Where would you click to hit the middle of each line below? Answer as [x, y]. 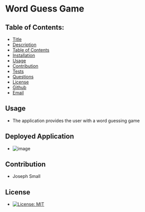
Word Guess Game [45, 9]
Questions [23, 77]
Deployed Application [39, 136]
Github [19, 87]
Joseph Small [26, 176]
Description [24, 45]
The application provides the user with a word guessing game [76, 121]
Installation [24, 55]
